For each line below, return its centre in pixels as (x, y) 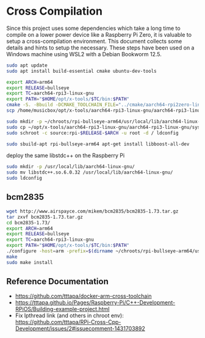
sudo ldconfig (24, 178)
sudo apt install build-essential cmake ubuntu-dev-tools (81, 71)
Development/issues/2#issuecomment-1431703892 (80, 329)
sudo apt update (27, 65)
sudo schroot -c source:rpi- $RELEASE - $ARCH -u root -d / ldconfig (92, 133)
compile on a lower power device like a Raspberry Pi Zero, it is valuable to (99, 34)
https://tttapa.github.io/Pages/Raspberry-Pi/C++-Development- (95, 303)
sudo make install (30, 262)
